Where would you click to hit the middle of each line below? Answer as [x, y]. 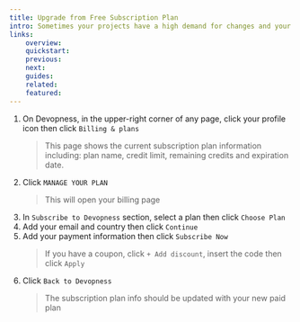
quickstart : [48, 51]
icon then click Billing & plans [80, 128]
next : [36, 68]
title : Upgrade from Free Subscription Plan [94, 18]
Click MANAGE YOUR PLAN [65, 182]
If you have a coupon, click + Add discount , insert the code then [163, 254]
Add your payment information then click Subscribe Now [125, 236]
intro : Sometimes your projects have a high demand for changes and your [150, 26]
